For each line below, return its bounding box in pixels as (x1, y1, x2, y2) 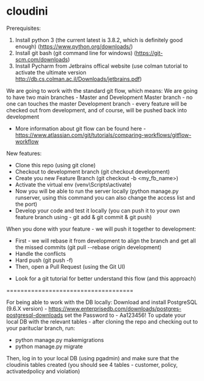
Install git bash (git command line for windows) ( (15, 49, 136, 56)
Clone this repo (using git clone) (15, 161, 96, 169)
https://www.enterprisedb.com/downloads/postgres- (48, 305, 181, 312)
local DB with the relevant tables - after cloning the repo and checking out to (6, 317, 198, 325)
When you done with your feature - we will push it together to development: (6, 225, 197, 233)
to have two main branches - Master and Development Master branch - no (6, 93, 193, 101)
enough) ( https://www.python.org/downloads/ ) (15, 43, 133, 50)
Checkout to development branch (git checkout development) (15, 168, 171, 175)
